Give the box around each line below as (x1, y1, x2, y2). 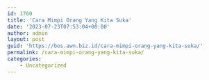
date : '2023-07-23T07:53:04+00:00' (7, 23, 110, 30)
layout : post (7, 36, 45, 43)
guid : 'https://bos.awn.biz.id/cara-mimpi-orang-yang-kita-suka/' (7, 42, 203, 49)
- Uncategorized (19, 62, 67, 69)
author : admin (7, 29, 49, 37)
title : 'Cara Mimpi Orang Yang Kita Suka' (7, 17, 132, 24)
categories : (7, 56, 42, 63)
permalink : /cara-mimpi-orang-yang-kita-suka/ (7, 49, 144, 56)
